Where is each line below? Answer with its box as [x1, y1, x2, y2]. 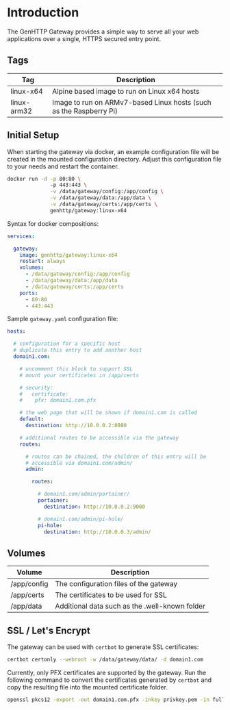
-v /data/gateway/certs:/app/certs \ [50, 201, 157, 208]
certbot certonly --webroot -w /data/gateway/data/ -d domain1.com [7, 656, 204, 663]
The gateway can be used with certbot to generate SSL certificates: [7, 643, 199, 651]
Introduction [7, 5, 79, 21]
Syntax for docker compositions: [7, 219, 99, 227]
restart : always [19, 258, 66, 265]
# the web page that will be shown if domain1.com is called [19, 409, 197, 416]
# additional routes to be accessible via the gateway [19, 434, 179, 441]
